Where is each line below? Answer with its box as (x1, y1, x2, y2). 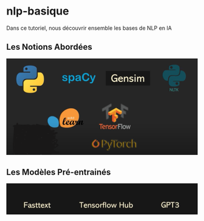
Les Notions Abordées (6, 42, 92, 52)
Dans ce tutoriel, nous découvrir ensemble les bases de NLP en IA (6, 24, 172, 32)
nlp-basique (6, 4, 69, 18)
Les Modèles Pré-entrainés (6, 167, 111, 177)
